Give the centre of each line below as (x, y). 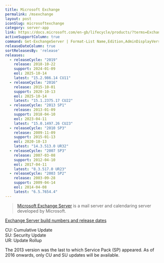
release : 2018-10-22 (35, 64)
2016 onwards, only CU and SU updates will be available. (62, 255)
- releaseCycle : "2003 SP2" (38, 174)
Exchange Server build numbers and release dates (56, 220)
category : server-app (27, 28)
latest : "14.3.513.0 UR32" (41, 146)
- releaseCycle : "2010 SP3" (38, 128)
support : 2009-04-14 (35, 183)
